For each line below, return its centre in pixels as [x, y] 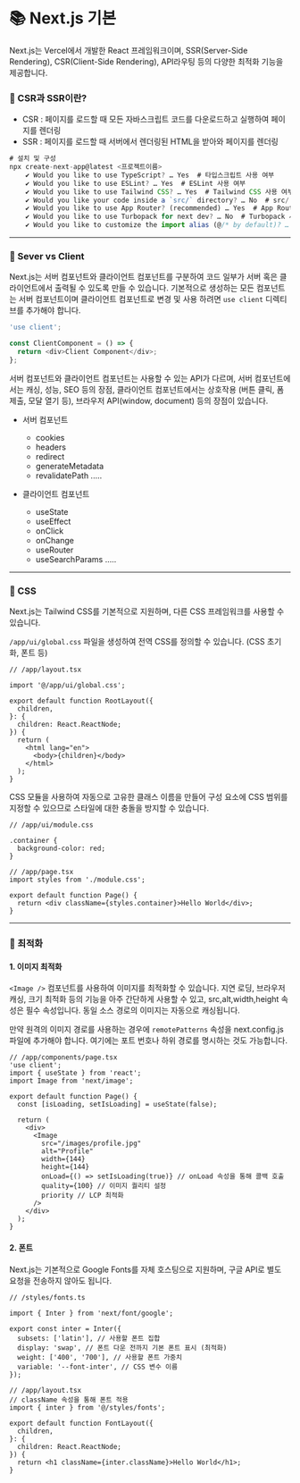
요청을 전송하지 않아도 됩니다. [61, 1280]
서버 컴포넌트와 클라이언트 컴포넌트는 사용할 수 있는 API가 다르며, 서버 [131, 378]
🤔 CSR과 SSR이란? [48, 97]
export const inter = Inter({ [66, 1328]
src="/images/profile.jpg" [92, 1144]
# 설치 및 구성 [33, 159]
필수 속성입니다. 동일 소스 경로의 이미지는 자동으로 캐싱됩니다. [133, 1010]
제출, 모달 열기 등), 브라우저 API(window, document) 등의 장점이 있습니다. [139, 400]
